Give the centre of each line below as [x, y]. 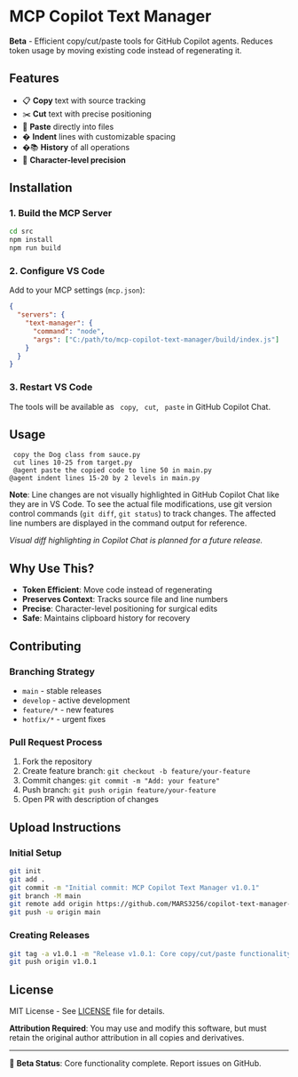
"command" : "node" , [68, 331]
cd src [21, 232]
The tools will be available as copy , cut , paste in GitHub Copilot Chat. [140, 406]
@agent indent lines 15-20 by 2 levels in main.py [105, 478]
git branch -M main [45, 896]
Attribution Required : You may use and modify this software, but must [138, 1028]
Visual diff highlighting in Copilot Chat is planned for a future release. [136, 541]
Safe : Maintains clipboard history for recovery [106, 618]
